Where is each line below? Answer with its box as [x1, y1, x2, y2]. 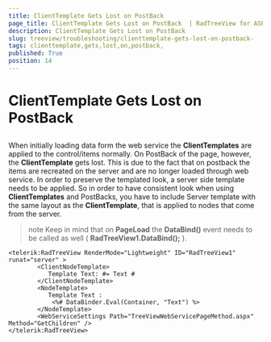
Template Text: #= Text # [48, 270, 135, 278]
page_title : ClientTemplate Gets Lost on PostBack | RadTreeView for [8, 19, 251, 27]
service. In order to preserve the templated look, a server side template [8, 175, 245, 185]
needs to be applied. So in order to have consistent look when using [8, 183, 235, 194]
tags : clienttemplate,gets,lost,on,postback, [8, 42, 164, 50]
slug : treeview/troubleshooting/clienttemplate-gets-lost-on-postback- [8, 34, 254, 43]
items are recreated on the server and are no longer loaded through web [8, 166, 249, 176]
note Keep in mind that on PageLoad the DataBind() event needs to [27, 225, 252, 235]
